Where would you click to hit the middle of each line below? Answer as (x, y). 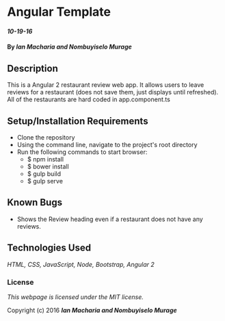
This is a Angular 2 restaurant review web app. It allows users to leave (106, 85)
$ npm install (45, 159)
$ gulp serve (45, 181)
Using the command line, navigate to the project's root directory (107, 145)
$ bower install (48, 166)
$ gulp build (44, 174)
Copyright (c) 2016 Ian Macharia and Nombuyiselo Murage (92, 310)
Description (32, 68)
